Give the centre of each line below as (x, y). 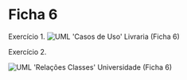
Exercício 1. (27, 36)
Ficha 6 (33, 15)
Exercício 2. (27, 51)
